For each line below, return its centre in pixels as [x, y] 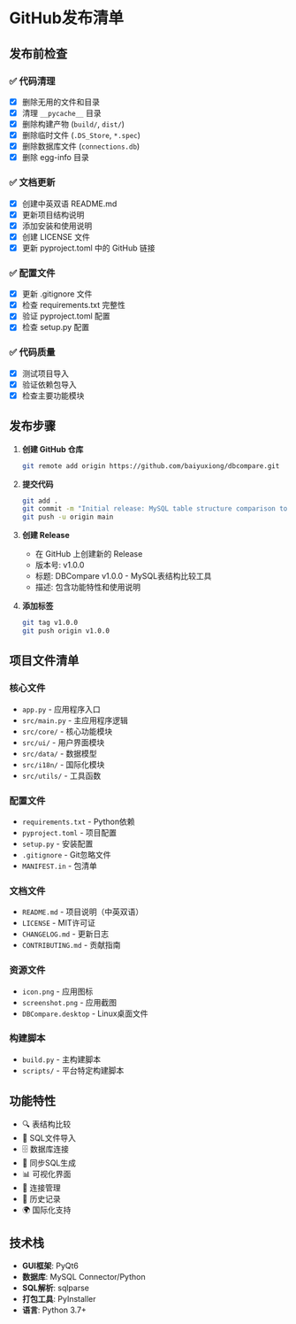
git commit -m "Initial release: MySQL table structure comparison [149, 509]
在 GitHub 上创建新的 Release [89, 554]
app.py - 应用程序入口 [61, 709]
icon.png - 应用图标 [57, 991]
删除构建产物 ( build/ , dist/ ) [73, 124]
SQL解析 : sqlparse [56, 1288]
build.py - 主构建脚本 [61, 1059]
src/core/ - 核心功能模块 [67, 731]
